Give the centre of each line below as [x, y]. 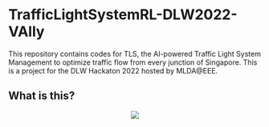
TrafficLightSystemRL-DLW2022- [123, 15]
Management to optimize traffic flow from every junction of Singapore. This [133, 62]
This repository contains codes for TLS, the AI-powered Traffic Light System [134, 54]
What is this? [42, 96]
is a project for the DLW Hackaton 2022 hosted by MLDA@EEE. [113, 70]
